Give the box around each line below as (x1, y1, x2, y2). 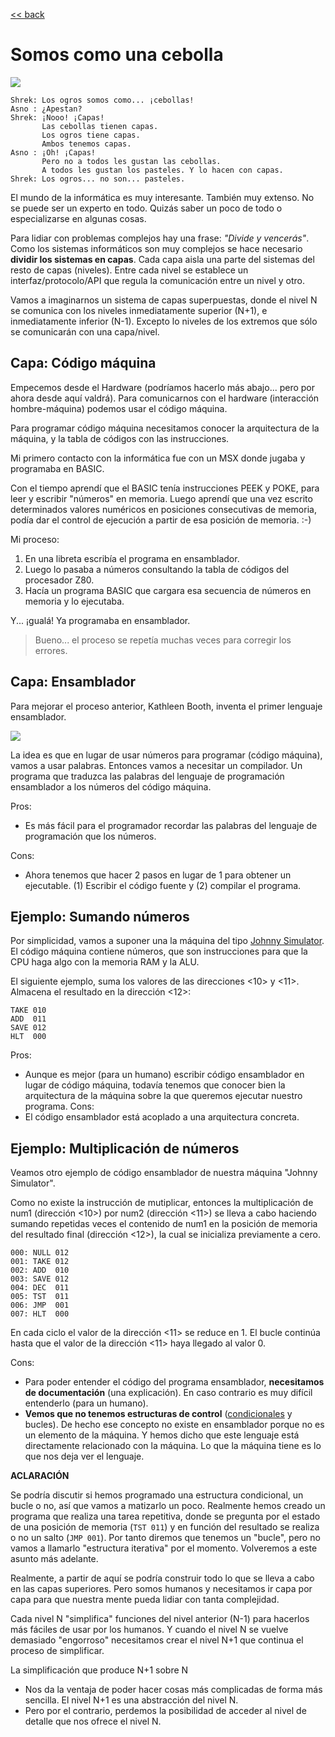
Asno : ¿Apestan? (10, 104, 83, 114)
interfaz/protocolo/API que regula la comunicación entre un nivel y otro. (10, 274, 305, 286)
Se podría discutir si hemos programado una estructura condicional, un (10, 1489, 304, 1501)
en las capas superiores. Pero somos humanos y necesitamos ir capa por (10, 1583, 313, 1595)
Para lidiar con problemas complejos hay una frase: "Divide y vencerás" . (10, 232, 310, 244)
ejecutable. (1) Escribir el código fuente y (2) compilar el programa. (24, 879, 302, 891)
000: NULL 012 (10, 1248, 70, 1258)
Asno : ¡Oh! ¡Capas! (10, 147, 97, 158)
